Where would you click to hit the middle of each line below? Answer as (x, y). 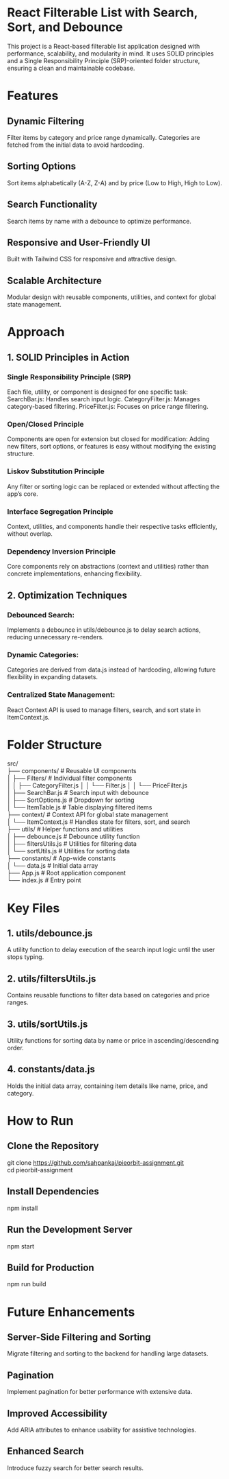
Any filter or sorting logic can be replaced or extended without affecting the (113, 486)
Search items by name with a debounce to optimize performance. (99, 221)
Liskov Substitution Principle (56, 471)
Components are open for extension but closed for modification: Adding (108, 439)
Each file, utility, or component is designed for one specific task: (97, 392)
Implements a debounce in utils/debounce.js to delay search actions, (104, 630)
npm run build (27, 1284)
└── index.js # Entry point (44, 880)
